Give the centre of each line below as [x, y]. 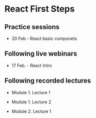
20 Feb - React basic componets [44, 38]
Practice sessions [32, 27]
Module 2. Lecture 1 [31, 111]
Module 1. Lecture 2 [31, 102]
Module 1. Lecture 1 [31, 92]
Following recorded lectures [48, 81]
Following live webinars [41, 54]
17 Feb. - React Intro [32, 65]
